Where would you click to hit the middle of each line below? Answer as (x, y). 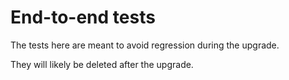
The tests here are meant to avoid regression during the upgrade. (145, 45)
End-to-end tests (83, 17)
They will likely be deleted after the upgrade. (102, 64)
